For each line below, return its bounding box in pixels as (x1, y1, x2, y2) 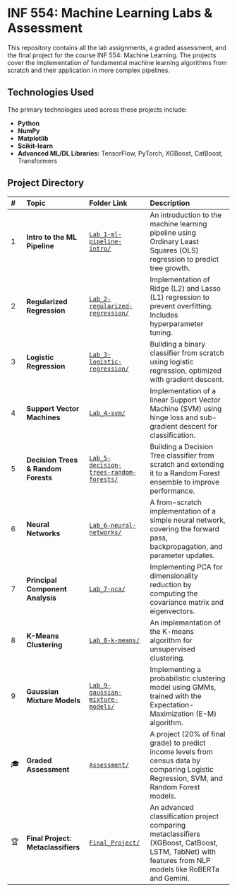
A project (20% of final (150, 729, 226, 738)
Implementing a (150, 664, 201, 674)
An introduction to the (150, 210, 222, 220)
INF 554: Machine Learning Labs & (7, 5, 213, 21)
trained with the (150, 691, 202, 701)
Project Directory (7, 177, 85, 189)
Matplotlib (17, 134, 49, 142)
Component (26, 584, 67, 593)
